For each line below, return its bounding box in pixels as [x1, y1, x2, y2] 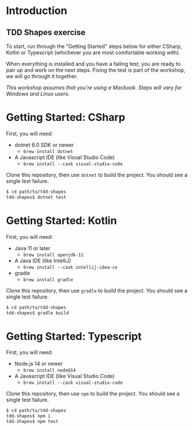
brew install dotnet [23, 148, 73, 154]
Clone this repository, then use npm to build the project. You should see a [6, 390, 180, 397]
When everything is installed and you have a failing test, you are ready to [6, 60, 181, 67]
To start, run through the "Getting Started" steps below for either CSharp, [6, 43, 183, 50]
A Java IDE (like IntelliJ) [14, 257, 72, 264]
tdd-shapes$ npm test [6, 419, 59, 425]
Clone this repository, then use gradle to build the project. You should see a [6, 287, 188, 294]
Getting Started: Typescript [6, 330, 142, 343]
